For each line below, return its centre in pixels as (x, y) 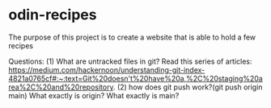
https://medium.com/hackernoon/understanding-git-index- (107, 69)
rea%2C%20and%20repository (61, 87)
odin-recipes (53, 15)
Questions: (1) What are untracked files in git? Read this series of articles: (130, 61)
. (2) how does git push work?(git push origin (188, 87)
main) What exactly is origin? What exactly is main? (94, 95)
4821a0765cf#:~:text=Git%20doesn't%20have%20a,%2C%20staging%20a (135, 78)
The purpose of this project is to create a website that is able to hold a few (132, 37)
